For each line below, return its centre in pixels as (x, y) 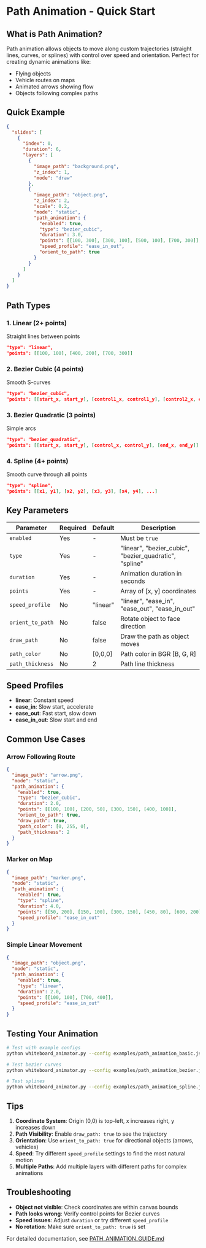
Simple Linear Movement (44, 945)
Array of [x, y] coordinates (158, 591)
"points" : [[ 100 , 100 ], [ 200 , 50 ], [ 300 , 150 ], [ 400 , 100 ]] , (97, 809)
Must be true (139, 538)
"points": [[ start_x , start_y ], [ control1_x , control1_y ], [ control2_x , (101, 399)
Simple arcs (21, 428)
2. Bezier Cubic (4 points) (45, 369)
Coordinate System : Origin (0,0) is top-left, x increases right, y (95, 1121)
